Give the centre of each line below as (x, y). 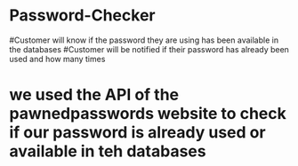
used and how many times (57, 59)
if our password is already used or (137, 133)
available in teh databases (108, 151)
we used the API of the (94, 95)
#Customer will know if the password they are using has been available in (144, 40)
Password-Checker (82, 16)
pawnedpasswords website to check (148, 114)
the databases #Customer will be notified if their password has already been (149, 49)
